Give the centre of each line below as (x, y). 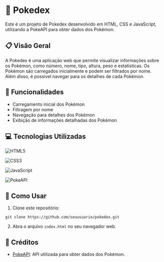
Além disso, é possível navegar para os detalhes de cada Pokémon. (75, 76)
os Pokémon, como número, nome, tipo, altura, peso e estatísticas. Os (77, 66)
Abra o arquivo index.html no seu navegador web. (64, 226)
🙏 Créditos (22, 242)
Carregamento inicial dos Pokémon (48, 104)
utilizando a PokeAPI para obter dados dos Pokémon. (60, 29)
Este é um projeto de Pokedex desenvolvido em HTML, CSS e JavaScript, (81, 24)
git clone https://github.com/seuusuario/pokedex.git (62, 217)
